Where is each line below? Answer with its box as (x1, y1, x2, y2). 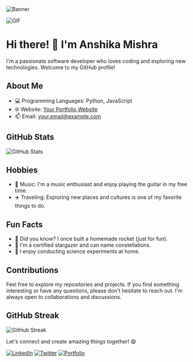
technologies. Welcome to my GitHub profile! (6, 63, 115, 71)
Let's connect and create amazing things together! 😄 (6, 338, 136, 345)
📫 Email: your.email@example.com (14, 113, 101, 120)
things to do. (14, 202, 46, 209)
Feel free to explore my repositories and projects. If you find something (6, 281, 179, 288)
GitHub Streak (6, 310, 59, 320)
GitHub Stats (6, 132, 54, 142)
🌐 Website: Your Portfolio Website (14, 106, 98, 113)
